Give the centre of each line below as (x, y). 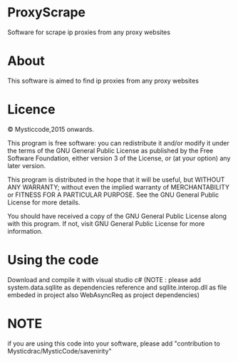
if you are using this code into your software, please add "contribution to (114, 343)
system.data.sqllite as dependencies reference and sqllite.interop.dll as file (117, 287)
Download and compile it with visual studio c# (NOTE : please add (104, 279)
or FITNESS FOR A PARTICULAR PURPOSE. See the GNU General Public (113, 195)
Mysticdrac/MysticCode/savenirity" (59, 351)
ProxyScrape (46, 12)
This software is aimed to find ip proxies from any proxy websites (103, 81)
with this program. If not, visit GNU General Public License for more (106, 223)
